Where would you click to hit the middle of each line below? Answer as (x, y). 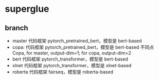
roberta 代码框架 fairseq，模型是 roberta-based (63, 72)
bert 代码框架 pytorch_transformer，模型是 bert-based (70, 59)
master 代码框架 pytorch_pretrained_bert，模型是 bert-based (77, 41)
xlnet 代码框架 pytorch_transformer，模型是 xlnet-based (72, 65)
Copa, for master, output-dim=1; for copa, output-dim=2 (72, 53)
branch (17, 28)
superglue (27, 9)
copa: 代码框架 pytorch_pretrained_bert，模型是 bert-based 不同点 (83, 47)
